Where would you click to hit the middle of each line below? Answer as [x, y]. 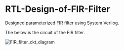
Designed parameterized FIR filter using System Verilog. [62, 23]
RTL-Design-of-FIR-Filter [58, 9]
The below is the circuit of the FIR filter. [45, 32]
